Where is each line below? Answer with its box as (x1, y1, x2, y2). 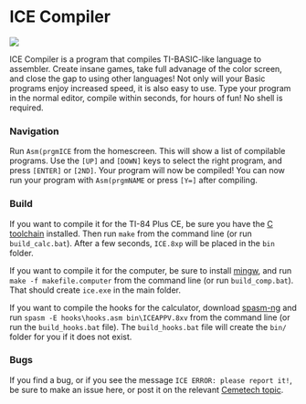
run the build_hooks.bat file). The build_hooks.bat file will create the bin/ (9, 321, 287, 332)
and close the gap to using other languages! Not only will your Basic (9, 73, 266, 84)
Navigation (9, 125, 59, 138)
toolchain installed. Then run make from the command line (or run (9, 228, 253, 239)
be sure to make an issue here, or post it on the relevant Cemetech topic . (9, 384, 284, 395)
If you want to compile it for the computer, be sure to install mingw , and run (9, 264, 292, 275)
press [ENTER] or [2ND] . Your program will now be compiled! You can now (9, 165, 286, 176)
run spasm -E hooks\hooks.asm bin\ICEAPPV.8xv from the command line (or (9, 312, 290, 323)
